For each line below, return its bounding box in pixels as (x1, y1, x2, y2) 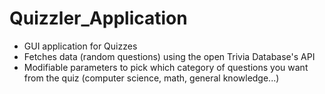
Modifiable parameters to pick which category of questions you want (23, 61, 309, 73)
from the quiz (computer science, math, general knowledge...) (23, 72, 280, 84)
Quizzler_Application (9, 7, 188, 30)
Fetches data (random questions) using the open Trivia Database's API (23, 50, 316, 62)
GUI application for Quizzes (23, 40, 138, 52)
